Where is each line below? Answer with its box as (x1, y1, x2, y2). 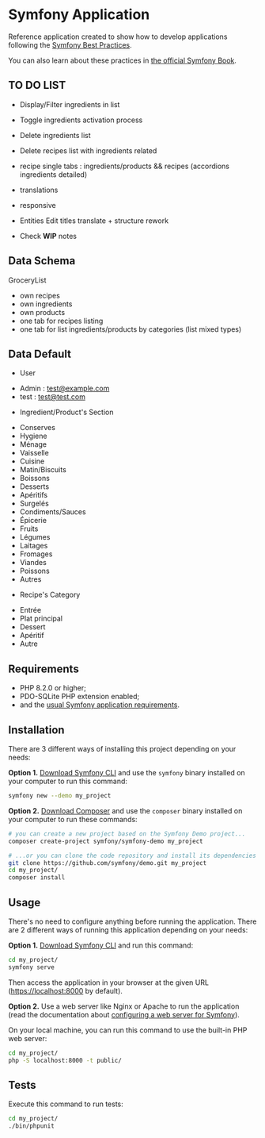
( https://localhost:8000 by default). (8, 986, 123, 995)
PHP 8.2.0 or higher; (19, 683, 87, 693)
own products (19, 307, 66, 317)
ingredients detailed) (19, 169, 88, 179)
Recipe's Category (19, 590, 81, 600)
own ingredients (19, 299, 73, 309)
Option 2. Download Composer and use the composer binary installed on (8, 805, 243, 815)
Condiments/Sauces (19, 507, 86, 517)
